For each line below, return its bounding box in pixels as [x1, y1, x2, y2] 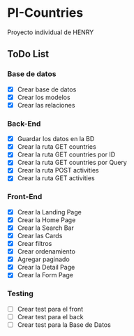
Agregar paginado [17, 255, 70, 263]
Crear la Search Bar [17, 224, 75, 232]
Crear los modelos [17, 93, 71, 101]
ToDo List [7, 48, 50, 60]
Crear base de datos [17, 85, 77, 94]
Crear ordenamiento [17, 247, 75, 256]
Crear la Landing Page [17, 207, 82, 216]
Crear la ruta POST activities [17, 166, 99, 175]
